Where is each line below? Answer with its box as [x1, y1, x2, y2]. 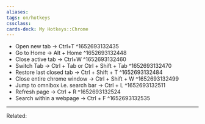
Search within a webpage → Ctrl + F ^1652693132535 [15, 95, 151, 102]
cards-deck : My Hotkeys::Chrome [6, 26, 88, 32]
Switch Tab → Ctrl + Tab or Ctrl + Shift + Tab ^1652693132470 [15, 62, 172, 70]
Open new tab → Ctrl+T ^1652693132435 [15, 43, 119, 50]
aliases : [6, 9, 29, 15]
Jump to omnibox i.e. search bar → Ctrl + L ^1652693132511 [15, 82, 166, 89]
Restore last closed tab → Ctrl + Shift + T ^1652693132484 [15, 68, 163, 76]
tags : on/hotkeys [6, 15, 51, 21]
